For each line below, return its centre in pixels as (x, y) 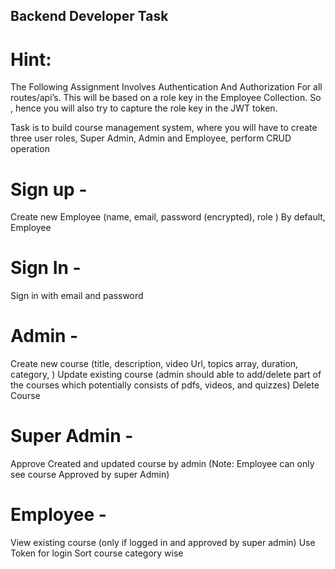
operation (30, 149)
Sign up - (49, 189)
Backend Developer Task (89, 16)
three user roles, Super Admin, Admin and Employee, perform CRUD (151, 138)
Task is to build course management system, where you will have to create (164, 128)
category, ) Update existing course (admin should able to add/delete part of (166, 375)
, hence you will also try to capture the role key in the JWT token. (144, 108)
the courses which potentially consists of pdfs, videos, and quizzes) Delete (165, 385)
